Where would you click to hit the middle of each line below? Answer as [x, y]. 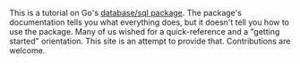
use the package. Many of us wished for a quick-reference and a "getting [145, 31]
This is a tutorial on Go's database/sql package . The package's [125, 13]
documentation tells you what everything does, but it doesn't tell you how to [149, 22]
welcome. [27, 51]
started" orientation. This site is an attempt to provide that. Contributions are [150, 41]
